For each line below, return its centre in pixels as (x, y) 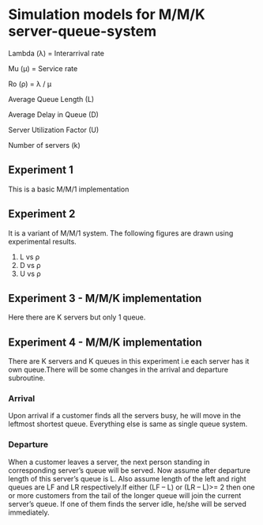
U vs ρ (30, 274)
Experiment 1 (41, 170)
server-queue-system (83, 31)
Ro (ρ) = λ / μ (30, 84)
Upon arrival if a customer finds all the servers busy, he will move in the (124, 416)
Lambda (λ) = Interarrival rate (56, 53)
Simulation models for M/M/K (107, 15)
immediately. (29, 512)
